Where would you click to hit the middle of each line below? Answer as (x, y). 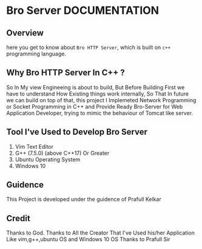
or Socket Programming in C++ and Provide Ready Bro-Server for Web (95, 106)
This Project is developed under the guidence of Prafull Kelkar (84, 199)
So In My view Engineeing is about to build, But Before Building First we (96, 87)
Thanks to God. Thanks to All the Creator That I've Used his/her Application (101, 233)
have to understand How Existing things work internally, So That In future (98, 94)
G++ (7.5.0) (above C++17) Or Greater (62, 153)
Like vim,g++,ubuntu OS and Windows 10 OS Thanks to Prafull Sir (89, 239)
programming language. (36, 54)
